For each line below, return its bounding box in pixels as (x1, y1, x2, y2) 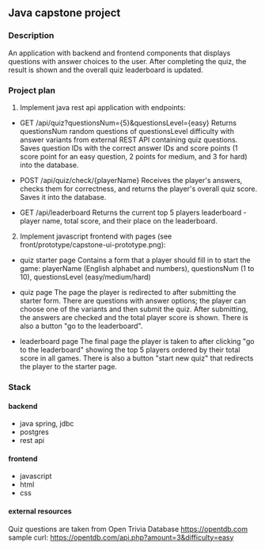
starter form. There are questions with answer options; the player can (19, 296, 247, 305)
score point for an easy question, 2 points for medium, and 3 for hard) (19, 151, 248, 161)
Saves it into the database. (19, 192, 107, 201)
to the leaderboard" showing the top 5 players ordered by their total (19, 345, 240, 354)
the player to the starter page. (19, 361, 117, 371)
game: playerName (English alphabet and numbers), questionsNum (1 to (19, 263, 255, 273)
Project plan (8, 85, 55, 96)
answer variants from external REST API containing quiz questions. (19, 135, 238, 144)
